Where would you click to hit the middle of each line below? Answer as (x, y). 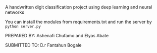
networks (15, 12)
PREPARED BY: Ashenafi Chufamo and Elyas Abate (57, 36)
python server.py (23, 26)
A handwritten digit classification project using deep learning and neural (78, 7)
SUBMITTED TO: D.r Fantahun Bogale (43, 45)
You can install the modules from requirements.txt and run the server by (78, 22)
